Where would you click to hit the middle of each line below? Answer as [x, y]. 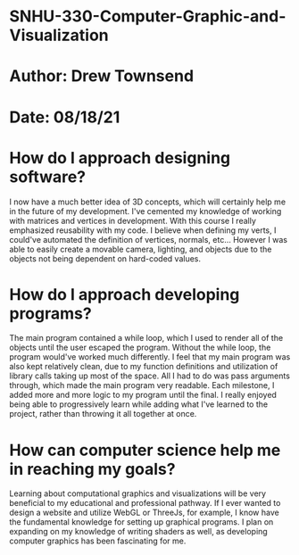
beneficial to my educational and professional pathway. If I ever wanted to [145, 503]
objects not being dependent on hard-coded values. [105, 258]
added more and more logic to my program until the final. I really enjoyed [143, 395]
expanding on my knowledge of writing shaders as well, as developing [138, 532]
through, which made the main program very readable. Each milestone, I [142, 385]
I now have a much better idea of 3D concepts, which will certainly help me [148, 202]
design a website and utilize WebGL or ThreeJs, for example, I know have [144, 513]
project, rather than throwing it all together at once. [103, 414]
